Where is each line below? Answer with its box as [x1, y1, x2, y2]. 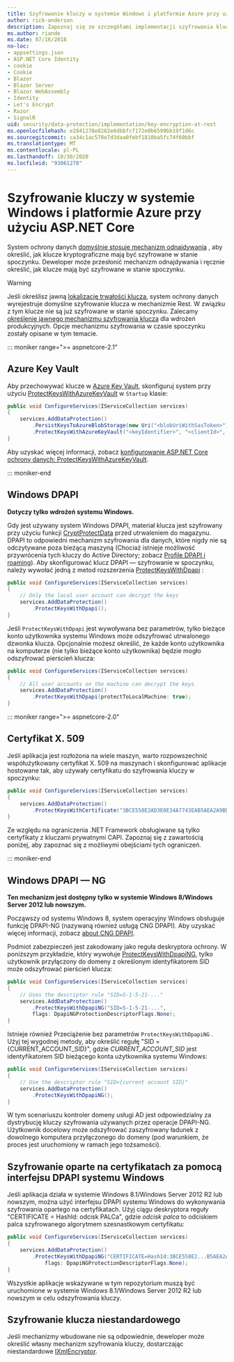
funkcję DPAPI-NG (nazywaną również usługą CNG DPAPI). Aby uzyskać [7, 922, 216, 930]
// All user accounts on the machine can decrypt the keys [19, 680, 195, 687]
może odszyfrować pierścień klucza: [7, 965, 113, 973]
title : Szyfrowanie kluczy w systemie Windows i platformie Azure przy [7, 10, 219, 17]
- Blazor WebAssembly [7, 88, 70, 95]
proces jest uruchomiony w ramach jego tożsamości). [7, 1140, 162, 1149]
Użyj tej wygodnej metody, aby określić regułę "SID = [7, 1038, 160, 1046]
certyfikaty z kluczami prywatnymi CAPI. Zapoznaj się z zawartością [7, 833, 204, 842]
